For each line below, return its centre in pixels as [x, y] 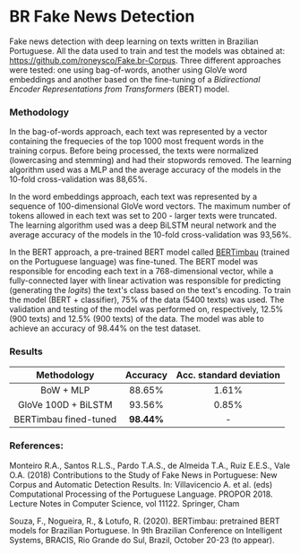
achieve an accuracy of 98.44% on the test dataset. [105, 328]
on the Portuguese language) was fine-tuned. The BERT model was [133, 262]
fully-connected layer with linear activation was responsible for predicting [145, 281]
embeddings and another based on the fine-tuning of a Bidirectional [135, 79]
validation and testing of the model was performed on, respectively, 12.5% [146, 309]
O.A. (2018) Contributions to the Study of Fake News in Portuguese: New [143, 475]
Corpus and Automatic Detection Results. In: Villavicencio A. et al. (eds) [141, 484]
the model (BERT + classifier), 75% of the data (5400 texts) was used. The [147, 300]
